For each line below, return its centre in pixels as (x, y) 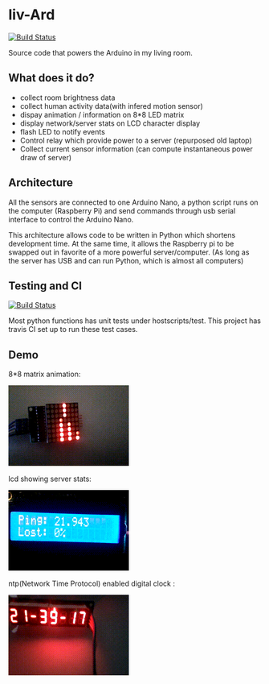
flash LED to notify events (63, 131)
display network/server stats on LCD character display (110, 123)
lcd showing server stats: (50, 479)
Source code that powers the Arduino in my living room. (100, 52)
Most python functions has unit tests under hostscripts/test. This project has (134, 321)
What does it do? (51, 78)
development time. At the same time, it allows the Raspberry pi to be (121, 243)
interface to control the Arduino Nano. (71, 219)
